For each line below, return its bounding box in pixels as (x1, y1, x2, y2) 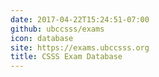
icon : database (10, 33, 74, 43)
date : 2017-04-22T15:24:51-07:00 (10, 14, 150, 25)
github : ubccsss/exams (10, 24, 105, 34)
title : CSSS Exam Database (10, 52, 123, 62)
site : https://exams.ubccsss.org (10, 42, 150, 53)
